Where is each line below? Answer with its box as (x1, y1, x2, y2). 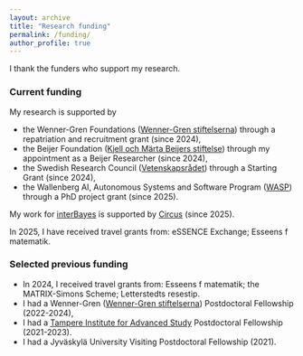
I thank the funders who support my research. (9, 63, 181, 74)
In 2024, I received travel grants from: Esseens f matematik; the (22, 278, 260, 289)
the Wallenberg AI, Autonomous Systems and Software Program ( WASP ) (22, 182, 292, 192)
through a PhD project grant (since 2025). (22, 191, 179, 201)
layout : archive (9, 13, 71, 23)
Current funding (9, 86, 82, 98)
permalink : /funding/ (9, 30, 91, 39)
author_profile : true (9, 38, 91, 48)
